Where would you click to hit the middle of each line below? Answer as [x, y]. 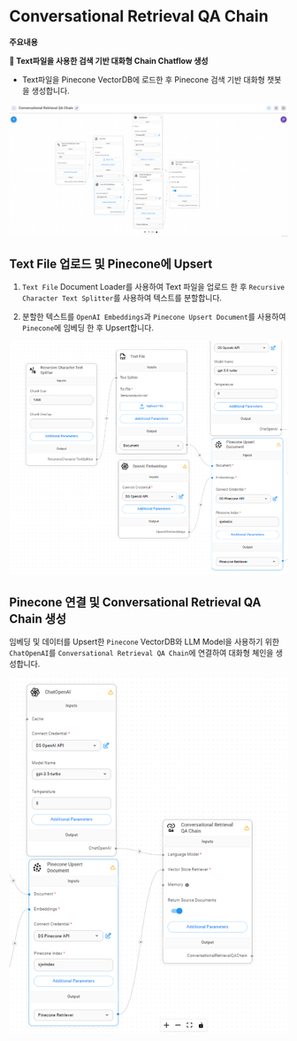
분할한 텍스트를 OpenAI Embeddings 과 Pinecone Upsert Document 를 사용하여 [154, 317]
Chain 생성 [38, 619]
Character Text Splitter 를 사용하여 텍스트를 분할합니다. [122, 298]
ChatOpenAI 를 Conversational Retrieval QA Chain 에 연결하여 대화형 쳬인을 [141, 653]
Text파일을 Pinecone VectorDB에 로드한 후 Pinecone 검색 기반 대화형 [143, 79]
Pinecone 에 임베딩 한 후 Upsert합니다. [88, 328]
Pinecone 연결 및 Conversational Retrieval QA [135, 602]
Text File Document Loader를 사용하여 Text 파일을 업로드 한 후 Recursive [153, 287]
